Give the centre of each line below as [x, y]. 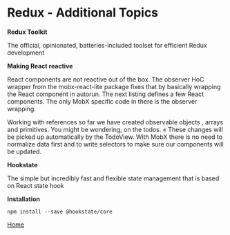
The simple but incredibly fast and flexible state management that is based [113, 178]
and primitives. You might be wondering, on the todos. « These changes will [115, 129]
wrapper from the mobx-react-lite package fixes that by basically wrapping [114, 86]
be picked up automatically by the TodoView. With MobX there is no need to [115, 137]
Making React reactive [40, 66]
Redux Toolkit [27, 32]
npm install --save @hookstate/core [60, 211]
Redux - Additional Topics [83, 13]
